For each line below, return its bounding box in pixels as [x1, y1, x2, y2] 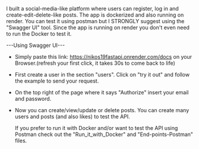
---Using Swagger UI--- [6, 42, 65, 49]
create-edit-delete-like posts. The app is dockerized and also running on [6, 11, 184, 18]
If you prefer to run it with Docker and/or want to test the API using [14, 125, 178, 131]
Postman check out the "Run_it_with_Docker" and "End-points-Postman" [14, 131, 194, 138]
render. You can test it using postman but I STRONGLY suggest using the [6, 18, 185, 24]
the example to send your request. [14, 77, 99, 84]
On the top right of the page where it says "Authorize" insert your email [14, 89, 189, 96]
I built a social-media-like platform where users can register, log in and [6, 5, 179, 12]
